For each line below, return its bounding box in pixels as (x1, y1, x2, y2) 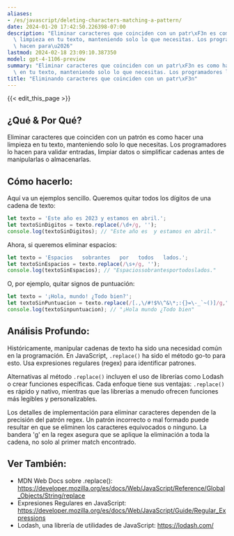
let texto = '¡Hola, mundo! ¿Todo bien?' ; (7, 293, 132, 300)
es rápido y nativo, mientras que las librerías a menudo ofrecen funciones (7, 387, 219, 395)
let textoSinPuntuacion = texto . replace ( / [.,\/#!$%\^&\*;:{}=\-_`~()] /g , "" (7, 299, 232, 307)
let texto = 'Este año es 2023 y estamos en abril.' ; (7, 215, 167, 222)
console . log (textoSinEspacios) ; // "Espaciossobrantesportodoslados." (7, 267, 217, 274)
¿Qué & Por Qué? (7, 114, 82, 126)
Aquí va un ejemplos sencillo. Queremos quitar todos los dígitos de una (7, 194, 211, 202)
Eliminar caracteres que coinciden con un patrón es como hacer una (7, 133, 204, 142)
